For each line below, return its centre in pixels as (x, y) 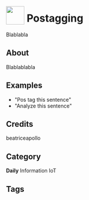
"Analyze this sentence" (43, 106)
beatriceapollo (23, 138)
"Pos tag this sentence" (43, 99)
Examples (24, 86)
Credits (20, 124)
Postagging (55, 18)
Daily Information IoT (31, 171)
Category (24, 156)
